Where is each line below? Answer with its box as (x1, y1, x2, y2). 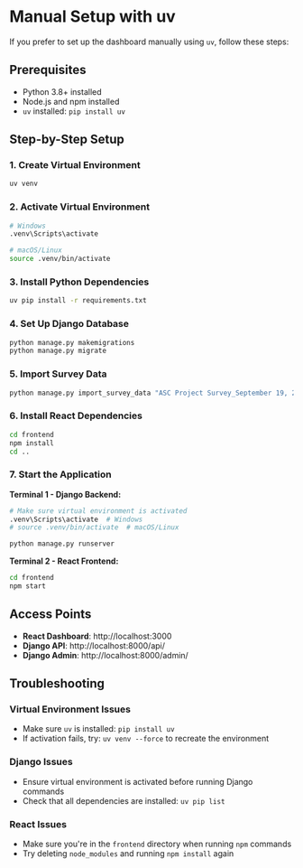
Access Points (9, 607, 92, 622)
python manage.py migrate (9, 346, 106, 356)
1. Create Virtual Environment (9, 159, 142, 172)
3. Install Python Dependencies (9, 275, 150, 288)
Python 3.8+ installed (22, 86, 102, 97)
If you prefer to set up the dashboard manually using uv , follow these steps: (9, 36, 289, 47)
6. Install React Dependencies (9, 409, 142, 422)
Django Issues (9, 756, 74, 769)
